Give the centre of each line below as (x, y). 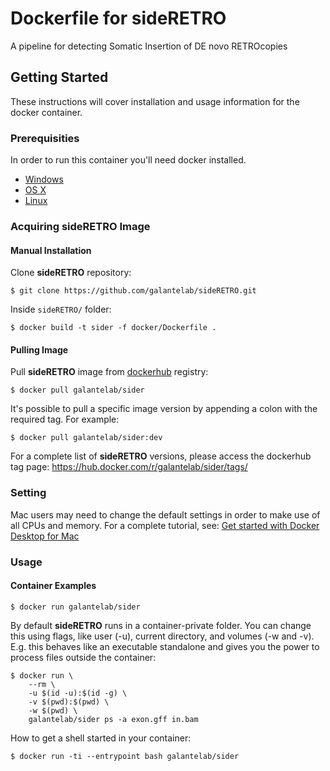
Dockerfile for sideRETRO (118, 18)
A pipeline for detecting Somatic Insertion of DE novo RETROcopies (149, 46)
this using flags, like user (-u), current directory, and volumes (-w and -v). (162, 636)
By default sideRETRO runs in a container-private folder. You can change (161, 625)
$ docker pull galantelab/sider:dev (86, 438)
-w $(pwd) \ (53, 710)
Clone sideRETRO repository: (71, 273)
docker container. (46, 112)
